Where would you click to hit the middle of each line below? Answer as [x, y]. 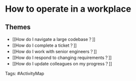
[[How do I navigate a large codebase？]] [54, 39]
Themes [18, 27]
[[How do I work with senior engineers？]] [54, 51]
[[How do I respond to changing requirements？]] [62, 58]
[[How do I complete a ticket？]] [44, 45]
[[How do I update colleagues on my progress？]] [62, 64]
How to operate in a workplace [68, 9]
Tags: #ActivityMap [25, 73]
